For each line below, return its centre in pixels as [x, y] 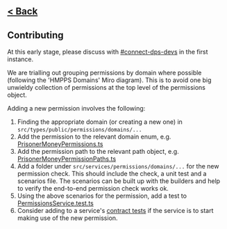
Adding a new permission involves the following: [76, 109]
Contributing [35, 35]
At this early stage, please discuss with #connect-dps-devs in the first [108, 52]
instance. [20, 59]
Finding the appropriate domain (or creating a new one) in [100, 122]
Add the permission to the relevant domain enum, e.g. [94, 137]
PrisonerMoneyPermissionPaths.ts [67, 159]
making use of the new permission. [67, 218]
